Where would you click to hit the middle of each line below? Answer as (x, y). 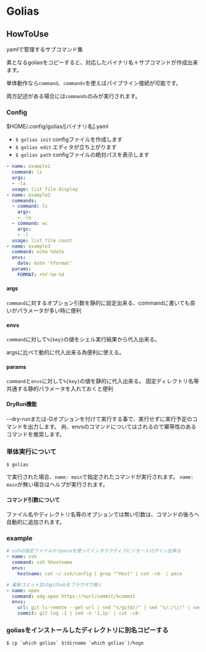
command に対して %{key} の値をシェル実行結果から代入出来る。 (83, 339)
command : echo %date (38, 252)
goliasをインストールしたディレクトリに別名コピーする (87, 630)
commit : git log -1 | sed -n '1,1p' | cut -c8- (79, 613)
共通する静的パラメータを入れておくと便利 (60, 389)
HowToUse (28, 34)
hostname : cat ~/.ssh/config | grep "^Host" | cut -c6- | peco (100, 574)
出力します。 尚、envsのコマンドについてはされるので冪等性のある (112, 426)
